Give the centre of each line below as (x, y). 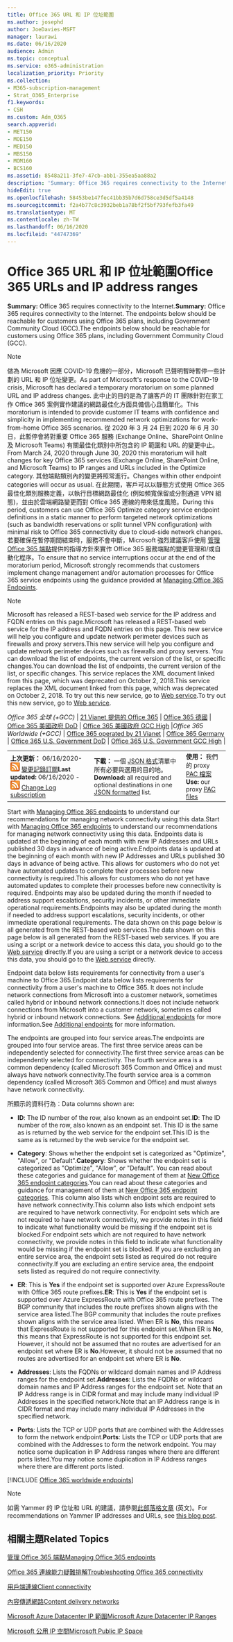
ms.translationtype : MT (42, 212)
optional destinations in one (133, 785)
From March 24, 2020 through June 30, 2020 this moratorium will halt (107, 453)
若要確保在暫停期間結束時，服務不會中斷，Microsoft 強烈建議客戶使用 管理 (114, 540)
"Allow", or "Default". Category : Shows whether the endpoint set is (112, 1161)
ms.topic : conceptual (38, 59)
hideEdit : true (29, 190)
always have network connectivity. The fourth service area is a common (109, 1075)
